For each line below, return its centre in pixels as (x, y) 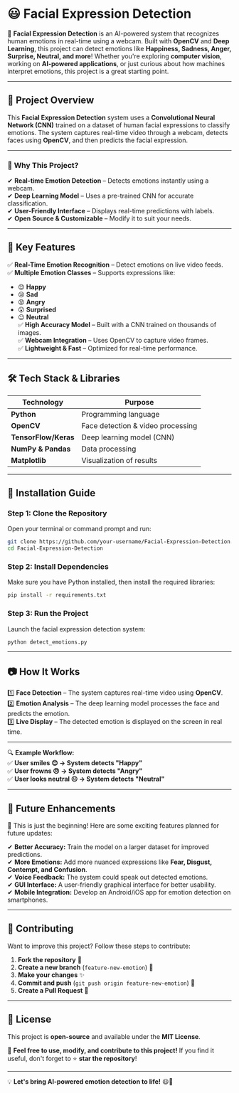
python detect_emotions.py (47, 642)
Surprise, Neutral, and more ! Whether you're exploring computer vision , (115, 56)
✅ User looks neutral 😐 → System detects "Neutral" (86, 779)
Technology (43, 402)
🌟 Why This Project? (43, 165)
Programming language (121, 414)
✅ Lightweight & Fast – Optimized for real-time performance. (107, 348)
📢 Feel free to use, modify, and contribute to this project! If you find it (111, 1050)
